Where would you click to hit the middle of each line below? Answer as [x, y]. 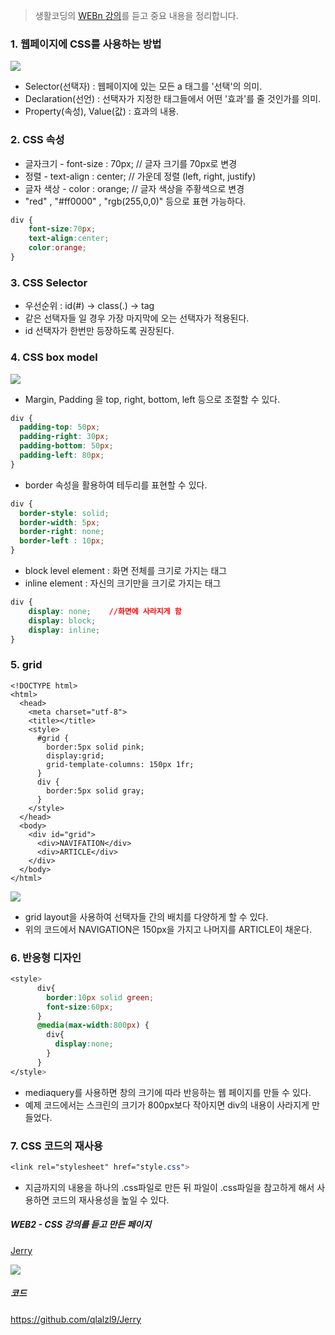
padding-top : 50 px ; [60, 427]
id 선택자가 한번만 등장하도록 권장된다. [99, 331]
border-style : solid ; [64, 513]
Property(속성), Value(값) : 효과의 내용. [102, 111]
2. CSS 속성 [37, 140]
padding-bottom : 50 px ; [66, 446]
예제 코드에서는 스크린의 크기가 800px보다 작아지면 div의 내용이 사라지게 [167, 1105]
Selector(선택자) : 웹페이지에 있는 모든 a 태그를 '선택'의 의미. [143, 86]
